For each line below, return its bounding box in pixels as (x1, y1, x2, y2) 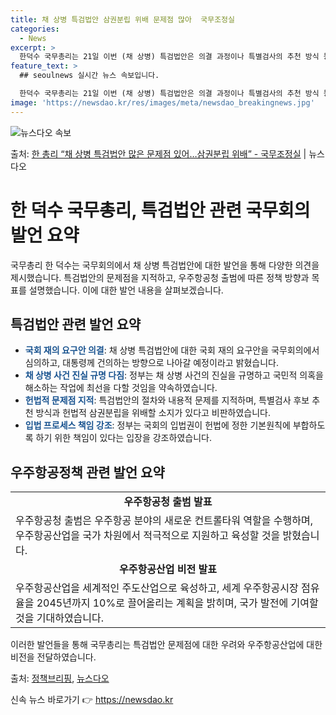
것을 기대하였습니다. (15, 611, 105, 625)
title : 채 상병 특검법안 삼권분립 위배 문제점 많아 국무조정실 (10, 14, 236, 25)
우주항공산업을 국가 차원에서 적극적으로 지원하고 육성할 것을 (15, 529, 281, 543)
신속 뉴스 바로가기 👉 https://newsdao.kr (10, 694, 174, 706)
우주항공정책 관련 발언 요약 (10, 464, 165, 481)
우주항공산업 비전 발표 (119, 562, 217, 576)
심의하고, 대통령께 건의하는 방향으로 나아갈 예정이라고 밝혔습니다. (24, 357, 280, 369)
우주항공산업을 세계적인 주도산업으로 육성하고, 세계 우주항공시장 (15, 581, 299, 595)
